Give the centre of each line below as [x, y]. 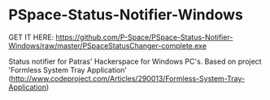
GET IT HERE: [31, 37]
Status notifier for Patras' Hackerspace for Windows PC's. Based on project [135, 61]
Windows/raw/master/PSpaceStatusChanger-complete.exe [108, 45]
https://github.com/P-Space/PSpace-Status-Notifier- [144, 37]
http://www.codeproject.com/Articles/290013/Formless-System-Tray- [128, 78]
